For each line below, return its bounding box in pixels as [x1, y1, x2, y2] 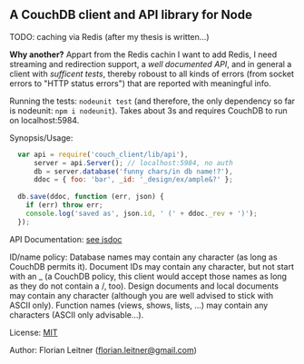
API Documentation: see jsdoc [9, 233, 123, 244]
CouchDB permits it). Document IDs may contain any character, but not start [9, 261, 295, 271]
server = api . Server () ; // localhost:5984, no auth [33, 158, 233, 167]
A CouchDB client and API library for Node [9, 7, 252, 23]
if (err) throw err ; [25, 201, 103, 210]
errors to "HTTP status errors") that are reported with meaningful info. [9, 77, 271, 89]
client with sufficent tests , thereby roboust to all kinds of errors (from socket [9, 68, 295, 79]
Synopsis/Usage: [9, 132, 74, 143]
